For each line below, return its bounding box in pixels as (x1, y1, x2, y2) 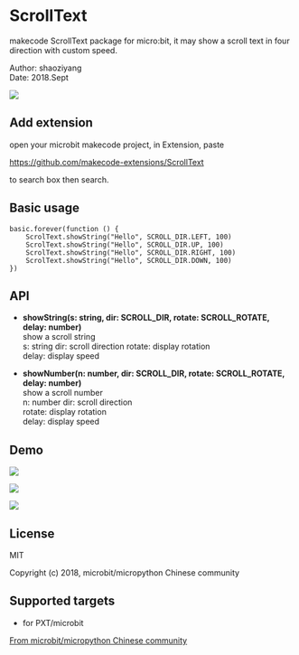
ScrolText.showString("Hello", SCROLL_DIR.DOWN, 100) (25, 256, 232, 265)
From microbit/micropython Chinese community (9, 634, 188, 646)
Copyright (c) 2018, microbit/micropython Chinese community (9, 567, 240, 578)
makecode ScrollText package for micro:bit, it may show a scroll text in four (9, 35, 291, 46)
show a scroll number (22, 388, 104, 398)
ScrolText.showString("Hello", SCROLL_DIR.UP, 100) (25, 240, 224, 249)
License (9, 526, 55, 541)
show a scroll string (22, 332, 96, 342)
